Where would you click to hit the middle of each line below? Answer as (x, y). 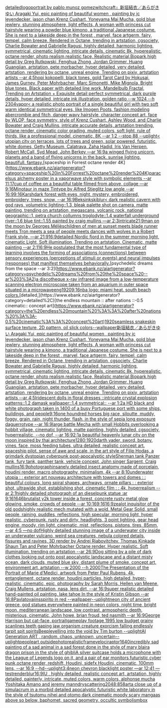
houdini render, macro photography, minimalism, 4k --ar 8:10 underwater (79, 472)
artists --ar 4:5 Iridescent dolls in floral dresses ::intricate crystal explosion (81, 398)
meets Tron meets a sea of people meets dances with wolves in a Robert (80, 231)
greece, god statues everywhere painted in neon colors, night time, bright (81, 605)
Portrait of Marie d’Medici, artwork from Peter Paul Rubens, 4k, (70, 573)
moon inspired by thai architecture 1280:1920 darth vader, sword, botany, (79, 440)
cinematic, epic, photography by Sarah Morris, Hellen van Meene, (91, 583)
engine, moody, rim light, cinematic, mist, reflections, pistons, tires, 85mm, (82, 525)
